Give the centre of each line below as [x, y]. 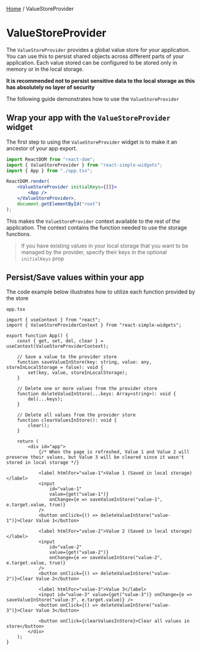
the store [17, 298]
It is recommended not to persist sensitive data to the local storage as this [100, 80]
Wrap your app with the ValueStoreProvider [88, 118]
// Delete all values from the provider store [76, 415]
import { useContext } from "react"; [54, 320]
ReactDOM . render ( [28, 181]
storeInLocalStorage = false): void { [55, 368]
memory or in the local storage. [45, 69]
